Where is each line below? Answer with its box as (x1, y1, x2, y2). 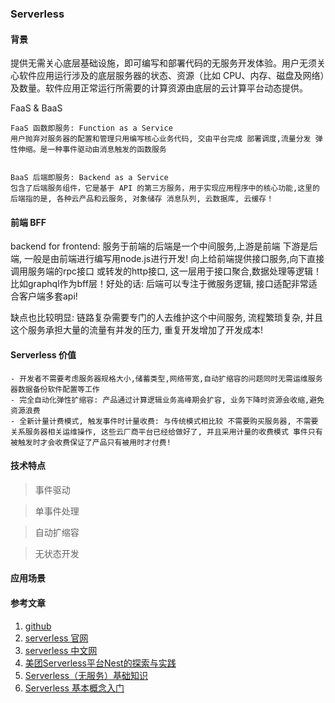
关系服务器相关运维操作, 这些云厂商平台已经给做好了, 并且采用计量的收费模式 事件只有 (10, 427, 323, 437)
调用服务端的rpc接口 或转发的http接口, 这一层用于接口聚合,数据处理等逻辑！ (10, 265, 323, 277)
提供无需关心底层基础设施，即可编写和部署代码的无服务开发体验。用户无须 (10, 57, 317, 69)
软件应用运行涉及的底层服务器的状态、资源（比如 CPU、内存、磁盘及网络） (18, 70, 325, 82)
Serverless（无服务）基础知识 (24, 669, 149, 681)
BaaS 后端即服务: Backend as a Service (10, 173, 169, 183)
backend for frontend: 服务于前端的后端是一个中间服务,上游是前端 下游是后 (10, 240, 318, 252)
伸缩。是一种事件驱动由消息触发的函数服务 (17, 145, 167, 155)
